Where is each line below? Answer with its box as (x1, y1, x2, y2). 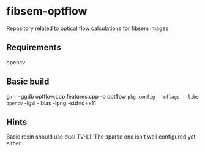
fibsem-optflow (6, 4, 88, 18)
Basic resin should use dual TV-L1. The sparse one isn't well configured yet (6, 133, 196, 140)
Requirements (6, 42, 61, 53)
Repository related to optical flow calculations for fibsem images (6, 25, 169, 32)
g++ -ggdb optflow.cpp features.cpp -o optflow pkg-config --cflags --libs (6, 93, 199, 100)
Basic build (6, 77, 50, 87)
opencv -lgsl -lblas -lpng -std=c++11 (6, 99, 97, 107)
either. (6, 140, 23, 147)
